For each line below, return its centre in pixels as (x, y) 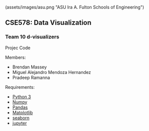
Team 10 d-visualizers (32, 37)
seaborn (21, 118)
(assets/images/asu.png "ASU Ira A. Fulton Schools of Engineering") (75, 7)
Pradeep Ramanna (31, 77)
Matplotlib (23, 112)
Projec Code (18, 48)
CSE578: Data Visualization (48, 23)
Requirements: (20, 87)
